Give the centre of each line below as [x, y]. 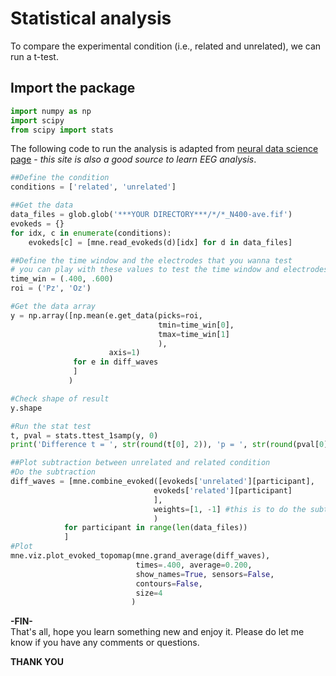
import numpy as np [51, 111]
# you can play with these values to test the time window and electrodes [169, 270]
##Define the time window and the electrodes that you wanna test [151, 260]
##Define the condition [60, 178]
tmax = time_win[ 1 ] [194, 334]
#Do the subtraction [53, 472]
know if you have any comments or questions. [105, 643]
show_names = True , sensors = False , [205, 574]
